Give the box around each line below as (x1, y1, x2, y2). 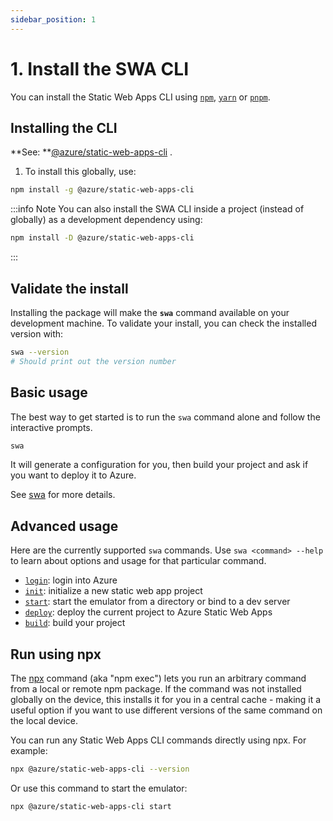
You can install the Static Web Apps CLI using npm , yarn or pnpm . (10, 91, 271, 103)
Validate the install (10, 280, 129, 297)
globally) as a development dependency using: (10, 214, 203, 226)
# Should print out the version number (10, 356, 177, 366)
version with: (10, 327, 64, 340)
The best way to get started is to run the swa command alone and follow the (10, 411, 321, 423)
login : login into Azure (24, 574, 118, 586)
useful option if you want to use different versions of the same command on (10, 704, 323, 716)
